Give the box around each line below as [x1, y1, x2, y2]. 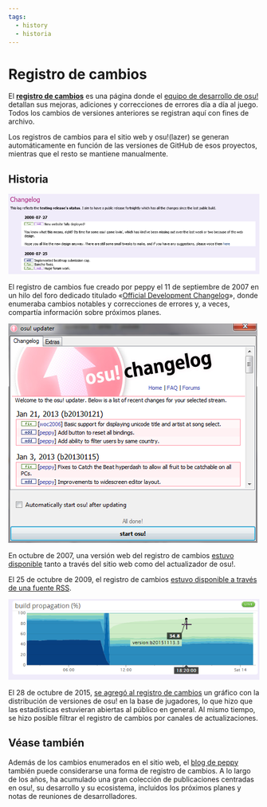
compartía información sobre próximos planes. [8, 308, 162, 317]
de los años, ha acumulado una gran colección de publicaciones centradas [8, 774, 255, 784]
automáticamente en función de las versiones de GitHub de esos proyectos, [8, 140, 257, 151]
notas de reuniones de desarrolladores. [8, 791, 138, 801]
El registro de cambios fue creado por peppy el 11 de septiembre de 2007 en [8, 282, 259, 292]
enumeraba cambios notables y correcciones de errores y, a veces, [8, 299, 230, 309]
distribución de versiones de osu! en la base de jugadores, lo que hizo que [8, 696, 253, 706]
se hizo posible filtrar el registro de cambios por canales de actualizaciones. [8, 713, 258, 722]
